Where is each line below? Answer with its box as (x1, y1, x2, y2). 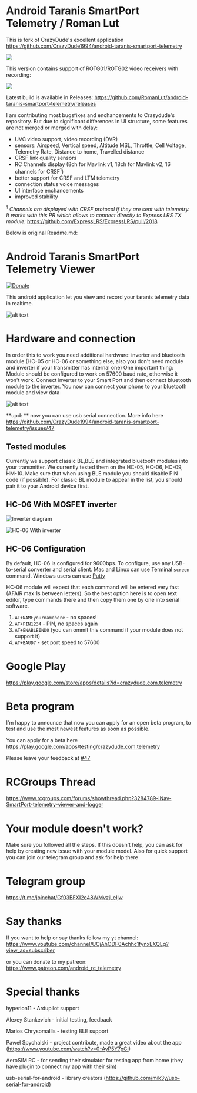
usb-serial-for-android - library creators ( (6, 1075, 106, 1082)
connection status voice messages (14, 180, 99, 187)
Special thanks (6, 985, 81, 999)
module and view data (6, 389, 60, 396)
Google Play (6, 660, 66, 673)
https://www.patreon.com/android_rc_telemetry (6, 964, 122, 972)
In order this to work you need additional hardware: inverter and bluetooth (6, 351, 185, 358)
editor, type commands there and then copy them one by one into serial (6, 596, 180, 603)
